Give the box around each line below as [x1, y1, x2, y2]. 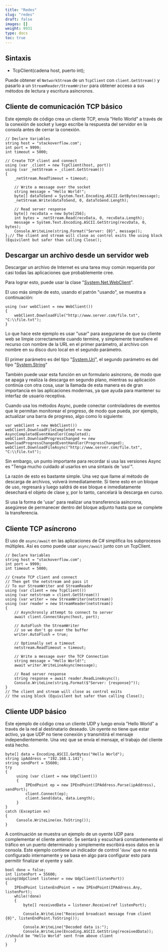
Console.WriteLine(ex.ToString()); [16, 818, 91, 823]
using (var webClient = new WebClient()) [5, 304, 93, 309]
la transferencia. [5, 510, 39, 516]
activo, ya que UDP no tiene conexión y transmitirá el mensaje [5, 731, 133, 737]
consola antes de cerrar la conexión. [5, 126, 81, 132]
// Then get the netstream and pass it [5, 579, 89, 584]
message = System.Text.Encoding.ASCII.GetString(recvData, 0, [14, 220, 147, 225]
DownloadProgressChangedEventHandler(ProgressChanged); [5, 441, 124, 446]
